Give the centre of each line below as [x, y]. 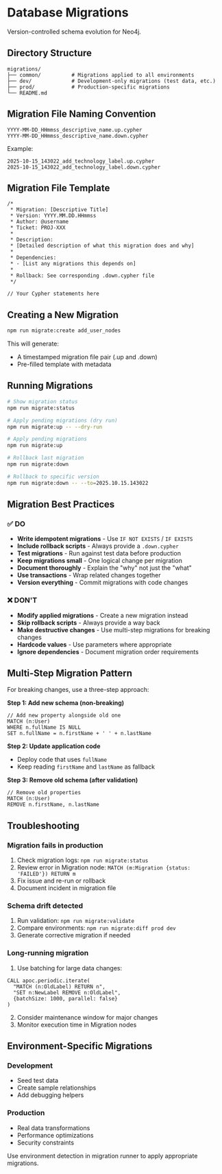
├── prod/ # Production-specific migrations [88, 87]
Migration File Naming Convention [82, 114]
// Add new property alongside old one [64, 716]
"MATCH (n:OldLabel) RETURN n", [60, 986]
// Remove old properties [44, 793]
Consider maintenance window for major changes [87, 1017]
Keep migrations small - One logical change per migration [100, 561]
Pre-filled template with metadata [64, 364]
